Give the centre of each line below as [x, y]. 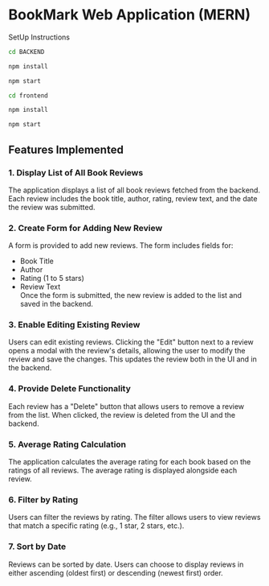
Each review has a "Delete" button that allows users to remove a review [126, 406]
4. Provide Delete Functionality [69, 389]
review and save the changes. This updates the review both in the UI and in [132, 359]
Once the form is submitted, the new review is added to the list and [131, 295]
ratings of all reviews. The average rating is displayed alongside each [123, 470]
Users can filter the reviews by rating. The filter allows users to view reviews [134, 518]
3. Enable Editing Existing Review [74, 325]
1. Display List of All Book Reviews [76, 172]
